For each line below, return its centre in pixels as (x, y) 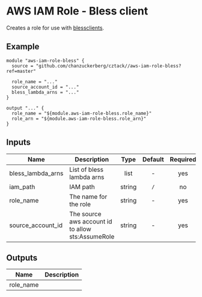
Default (153, 159)
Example (23, 47)
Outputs (22, 258)
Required (183, 159)
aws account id (90, 221)
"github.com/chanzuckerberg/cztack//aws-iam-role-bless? (109, 66)
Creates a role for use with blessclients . (55, 28)
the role (80, 204)
